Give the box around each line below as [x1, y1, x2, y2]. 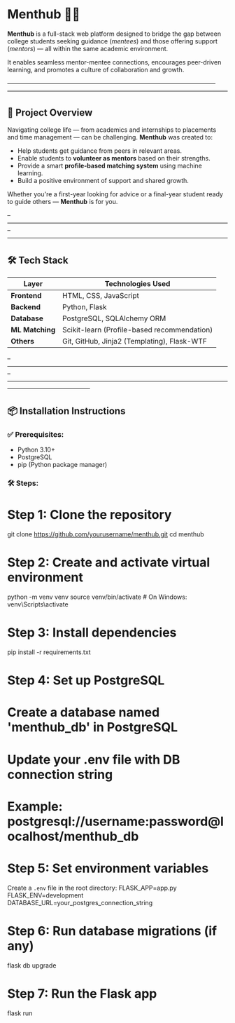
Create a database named [7, 705, 160, 721]
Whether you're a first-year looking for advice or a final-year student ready [7, 189, 224, 198]
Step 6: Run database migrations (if [7, 923, 218, 939]
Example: [7, 799, 63, 814]
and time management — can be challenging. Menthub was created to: [7, 133, 213, 141]
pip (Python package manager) [17, 461, 108, 469]
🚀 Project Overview [7, 107, 93, 118]
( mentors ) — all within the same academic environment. [7, 44, 169, 53]
